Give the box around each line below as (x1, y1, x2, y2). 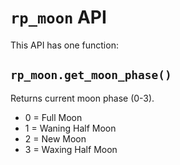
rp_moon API (10, 6, 107, 29)
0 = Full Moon (24, 111, 83, 123)
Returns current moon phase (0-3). (10, 92, 155, 104)
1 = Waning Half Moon (24, 122, 117, 134)
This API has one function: (10, 39, 119, 51)
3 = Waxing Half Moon (24, 143, 118, 155)
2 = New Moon (24, 132, 87, 145)
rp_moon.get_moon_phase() (10, 68, 172, 83)
